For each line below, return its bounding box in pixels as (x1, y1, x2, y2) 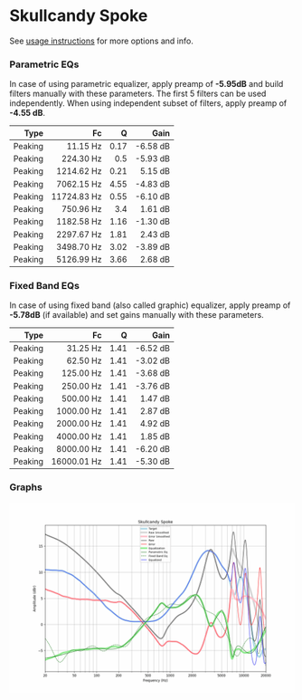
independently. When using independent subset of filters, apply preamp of (9, 98, 288, 109)
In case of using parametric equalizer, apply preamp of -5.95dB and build (9, 79, 284, 90)
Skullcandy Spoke (9, 5, 148, 26)
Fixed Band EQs (9, 279, 80, 292)
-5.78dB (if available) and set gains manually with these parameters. (9, 310, 264, 321)
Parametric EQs (9, 58, 80, 71)
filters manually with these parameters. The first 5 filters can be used (9, 88, 267, 100)
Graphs (9, 481, 42, 494)
